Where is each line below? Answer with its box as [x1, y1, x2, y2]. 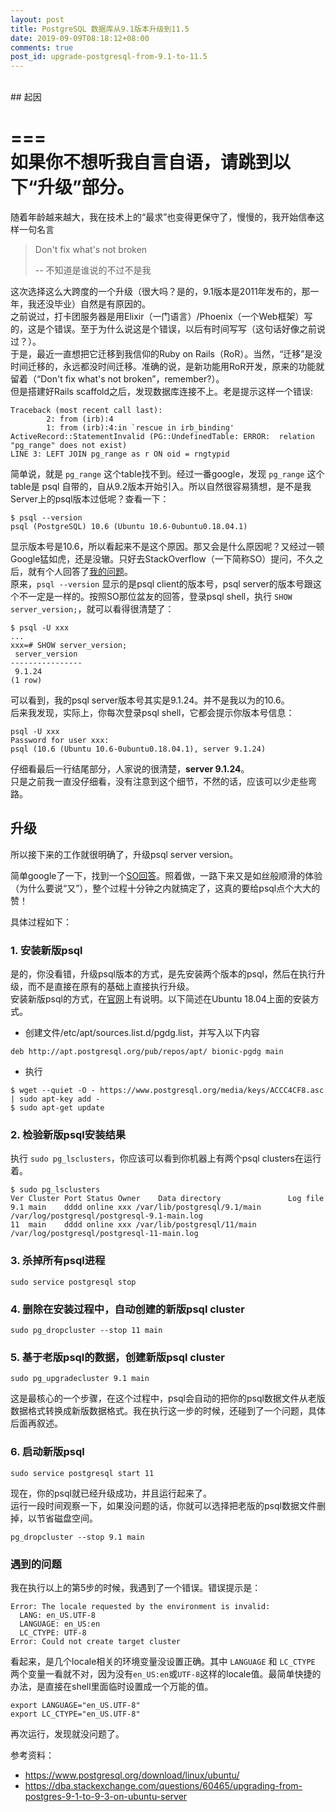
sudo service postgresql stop [10, 1277, 137, 1287]
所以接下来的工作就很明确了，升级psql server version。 [10, 848, 239, 860]
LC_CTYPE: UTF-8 [19, 1627, 87, 1638]
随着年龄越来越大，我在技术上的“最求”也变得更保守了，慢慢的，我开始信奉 [10, 211, 317, 223]
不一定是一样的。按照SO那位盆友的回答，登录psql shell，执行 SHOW [18, 591, 293, 603]
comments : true [10, 42, 74, 53]
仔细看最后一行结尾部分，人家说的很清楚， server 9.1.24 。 [10, 763, 250, 775]
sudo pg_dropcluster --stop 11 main [10, 1326, 163, 1336]
